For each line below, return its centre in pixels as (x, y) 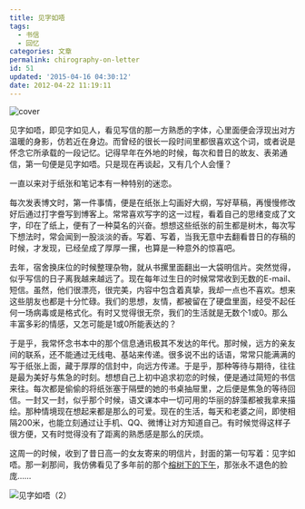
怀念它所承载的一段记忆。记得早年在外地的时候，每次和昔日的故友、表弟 (144, 152)
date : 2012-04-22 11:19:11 (60, 85)
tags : (20, 26)
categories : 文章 (41, 52)
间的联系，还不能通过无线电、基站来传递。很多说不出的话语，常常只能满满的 (152, 354)
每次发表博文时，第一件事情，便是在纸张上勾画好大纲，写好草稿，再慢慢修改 (152, 202)
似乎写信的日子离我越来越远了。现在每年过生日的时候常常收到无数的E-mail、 (152, 279)
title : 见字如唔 (37, 18)
